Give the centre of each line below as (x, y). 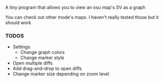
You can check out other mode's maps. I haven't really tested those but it (82, 17)
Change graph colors (43, 52)
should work (18, 23)
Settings (21, 47)
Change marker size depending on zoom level (61, 74)
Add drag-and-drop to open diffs (47, 69)
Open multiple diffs (33, 63)
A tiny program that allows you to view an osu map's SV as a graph (75, 7)
